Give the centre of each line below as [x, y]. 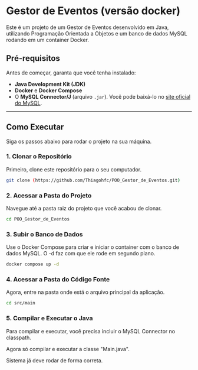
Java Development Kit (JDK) [50, 84]
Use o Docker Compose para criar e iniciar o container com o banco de [93, 247]
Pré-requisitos [33, 58]
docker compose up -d [33, 264]
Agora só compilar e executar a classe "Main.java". [68, 349]
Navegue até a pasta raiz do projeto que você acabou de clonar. [84, 209]
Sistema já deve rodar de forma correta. [55, 360]
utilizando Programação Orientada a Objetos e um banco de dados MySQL [97, 33]
